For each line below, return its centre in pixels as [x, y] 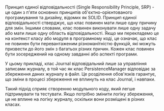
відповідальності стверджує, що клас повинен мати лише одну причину [81, 23]
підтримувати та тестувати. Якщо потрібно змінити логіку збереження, [80, 94]
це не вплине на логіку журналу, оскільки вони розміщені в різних [75, 99]
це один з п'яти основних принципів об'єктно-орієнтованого [69, 12]
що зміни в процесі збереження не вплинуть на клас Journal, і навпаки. [80, 79]
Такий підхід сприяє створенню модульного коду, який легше [70, 89]
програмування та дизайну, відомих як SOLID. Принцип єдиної [71, 17]
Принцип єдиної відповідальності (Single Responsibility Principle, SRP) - [80, 7]
